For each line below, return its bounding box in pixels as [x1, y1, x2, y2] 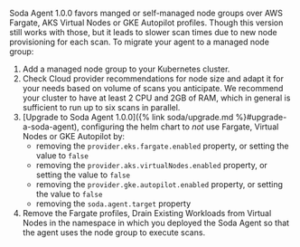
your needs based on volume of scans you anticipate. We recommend [22, 83, 284, 93]
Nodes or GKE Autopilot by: [22, 131, 125, 141]
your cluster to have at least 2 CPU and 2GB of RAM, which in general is [22, 92, 291, 103]
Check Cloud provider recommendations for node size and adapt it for [22, 73, 285, 84]
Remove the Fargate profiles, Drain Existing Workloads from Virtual [22, 208, 272, 218]
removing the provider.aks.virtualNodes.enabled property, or [35, 160, 268, 170]
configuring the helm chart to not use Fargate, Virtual [80, 121, 279, 132]
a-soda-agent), [22, 121, 80, 132]
